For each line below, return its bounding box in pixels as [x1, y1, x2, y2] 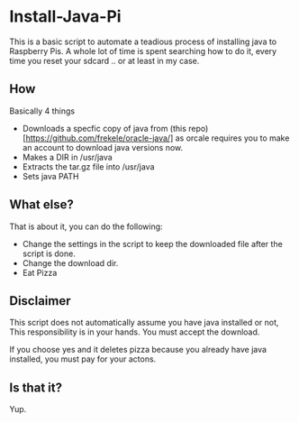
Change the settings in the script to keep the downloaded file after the [22, 238, 284, 249]
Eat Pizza [22, 267, 58, 278]
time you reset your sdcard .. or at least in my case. [9, 55, 200, 66]
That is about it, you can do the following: [9, 221, 164, 232]
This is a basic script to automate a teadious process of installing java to [9, 36, 277, 47]
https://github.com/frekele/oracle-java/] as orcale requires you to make [25, 133, 290, 143]
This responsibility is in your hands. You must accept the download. [9, 326, 260, 337]
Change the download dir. [22, 257, 119, 268]
